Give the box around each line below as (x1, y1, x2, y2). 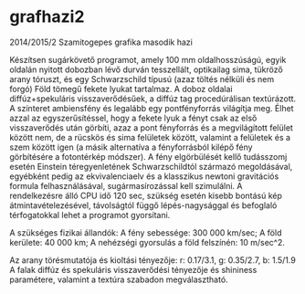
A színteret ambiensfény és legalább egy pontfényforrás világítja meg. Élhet (9, 102, 294, 113)
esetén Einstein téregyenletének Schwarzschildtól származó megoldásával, (9, 161, 293, 172)
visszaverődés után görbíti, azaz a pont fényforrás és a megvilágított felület (9, 121, 294, 133)
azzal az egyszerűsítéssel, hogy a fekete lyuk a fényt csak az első (9, 112, 258, 123)
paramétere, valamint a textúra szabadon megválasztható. (9, 274, 228, 285)
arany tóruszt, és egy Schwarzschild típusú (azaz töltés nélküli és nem (9, 73, 275, 84)
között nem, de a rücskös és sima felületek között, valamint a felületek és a (9, 131, 290, 142)
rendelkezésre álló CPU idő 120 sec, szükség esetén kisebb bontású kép (9, 190, 283, 201)
